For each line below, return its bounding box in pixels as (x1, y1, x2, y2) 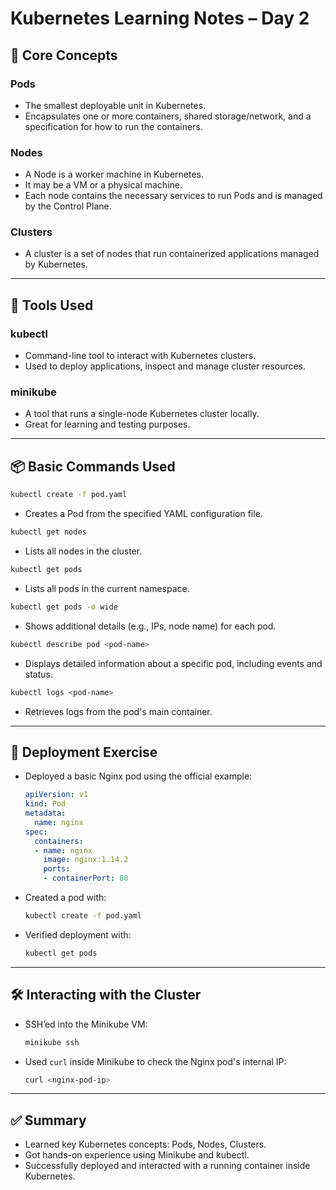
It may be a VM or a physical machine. (24, 179, 183, 191)
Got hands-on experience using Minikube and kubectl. (24, 1149, 250, 1161)
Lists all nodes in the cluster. (24, 545, 143, 557)
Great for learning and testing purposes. (24, 418, 191, 431)
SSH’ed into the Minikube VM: (24, 1018, 148, 1030)
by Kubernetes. (24, 258, 88, 271)
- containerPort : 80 (43, 873, 129, 884)
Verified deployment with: (24, 928, 132, 941)
